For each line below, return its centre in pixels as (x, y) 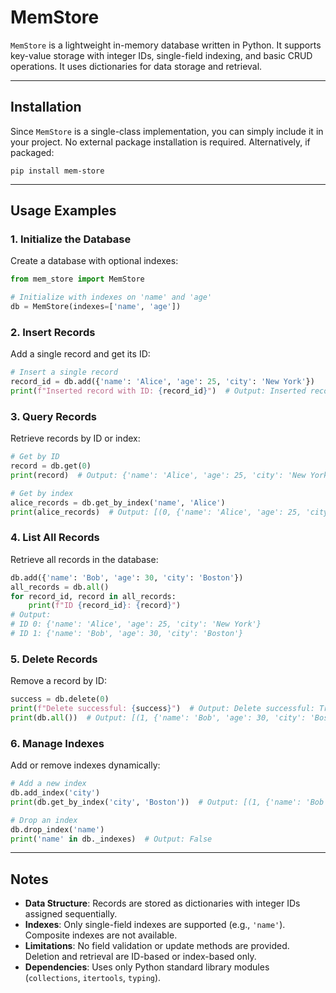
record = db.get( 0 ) (51, 466)
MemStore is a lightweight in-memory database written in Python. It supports (166, 45)
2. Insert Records (53, 332)
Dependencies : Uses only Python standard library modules (147, 967)
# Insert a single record (64, 372)
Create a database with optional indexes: (94, 261)
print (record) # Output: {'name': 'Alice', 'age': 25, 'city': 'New (158, 476)
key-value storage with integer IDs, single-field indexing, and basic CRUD (161, 55)
